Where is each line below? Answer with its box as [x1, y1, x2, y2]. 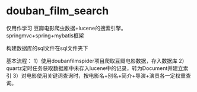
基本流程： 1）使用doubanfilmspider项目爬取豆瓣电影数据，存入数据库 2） [6, 57, 188, 64]
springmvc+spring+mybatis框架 [6, 31, 84, 39]
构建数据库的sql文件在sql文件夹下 [6, 45, 88, 52]
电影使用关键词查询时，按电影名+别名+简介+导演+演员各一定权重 [26, 72, 186, 79]
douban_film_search [6, 4, 109, 18]
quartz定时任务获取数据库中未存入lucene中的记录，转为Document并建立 [6, 64, 183, 72]
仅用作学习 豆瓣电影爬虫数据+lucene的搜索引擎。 [6, 24, 126, 31]
